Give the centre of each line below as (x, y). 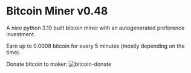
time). (14, 52)
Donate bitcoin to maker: (37, 64)
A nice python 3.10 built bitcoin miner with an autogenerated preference (95, 28)
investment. (21, 34)
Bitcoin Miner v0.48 (57, 11)
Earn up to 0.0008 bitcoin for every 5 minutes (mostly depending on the (96, 46)
